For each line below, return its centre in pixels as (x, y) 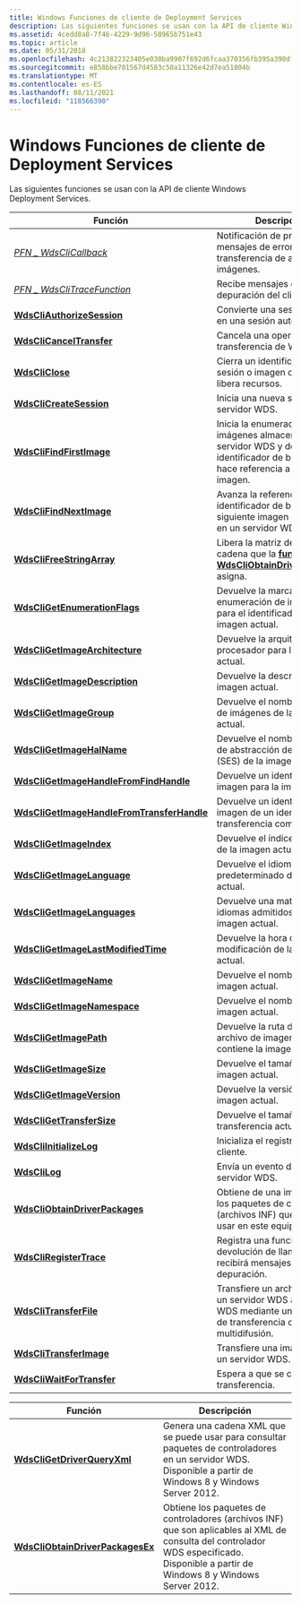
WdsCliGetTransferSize (65, 1121)
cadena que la (246, 554)
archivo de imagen (255, 1038)
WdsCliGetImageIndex (63, 844)
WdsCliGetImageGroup (64, 713)
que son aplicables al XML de (224, 1531)
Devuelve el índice (255, 839)
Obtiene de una (249, 1193)
